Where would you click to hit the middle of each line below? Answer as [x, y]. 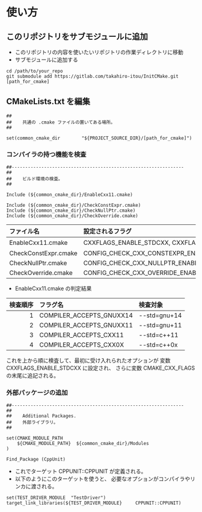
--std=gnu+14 [160, 315]
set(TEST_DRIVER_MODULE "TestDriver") [56, 498]
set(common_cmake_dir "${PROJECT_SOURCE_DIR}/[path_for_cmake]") [99, 138]
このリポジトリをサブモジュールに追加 [77, 36]
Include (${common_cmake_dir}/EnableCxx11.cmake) [70, 195]
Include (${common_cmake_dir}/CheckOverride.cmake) [72, 216]
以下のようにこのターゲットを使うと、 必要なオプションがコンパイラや [103, 479]
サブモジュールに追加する [46, 60]
